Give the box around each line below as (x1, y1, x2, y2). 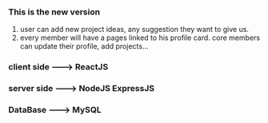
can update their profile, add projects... (19, 42, 149, 51)
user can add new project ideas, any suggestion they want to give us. (19, 25, 250, 34)
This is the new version (8, 6, 101, 18)
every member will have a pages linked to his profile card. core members (19, 33, 261, 42)
